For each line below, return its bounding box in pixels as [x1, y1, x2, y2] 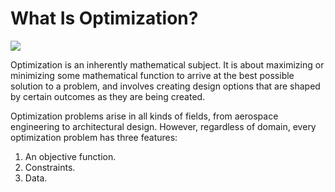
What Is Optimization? [10, 7, 199, 30]
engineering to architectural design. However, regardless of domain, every [10, 120, 317, 132]
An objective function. [24, 150, 117, 162]
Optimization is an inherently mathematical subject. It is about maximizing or [10, 58, 325, 71]
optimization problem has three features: [10, 131, 178, 143]
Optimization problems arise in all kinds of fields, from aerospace [10, 110, 279, 122]
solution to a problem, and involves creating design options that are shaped [10, 80, 321, 92]
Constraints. [24, 161, 76, 173]
